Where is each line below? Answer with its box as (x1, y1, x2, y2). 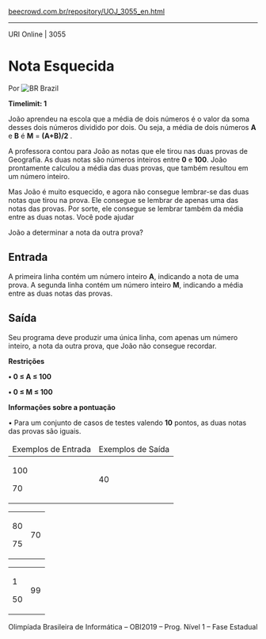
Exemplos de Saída (98, 443, 170, 454)
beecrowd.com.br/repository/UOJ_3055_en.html (8, 7, 165, 16)
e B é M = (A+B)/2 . (8, 131, 73, 140)
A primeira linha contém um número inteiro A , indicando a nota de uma (8, 271, 239, 281)
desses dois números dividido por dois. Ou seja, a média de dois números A (8, 122, 256, 132)
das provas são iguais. (8, 426, 82, 435)
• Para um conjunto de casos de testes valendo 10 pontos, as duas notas (8, 418, 247, 427)
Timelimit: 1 (8, 98, 47, 108)
